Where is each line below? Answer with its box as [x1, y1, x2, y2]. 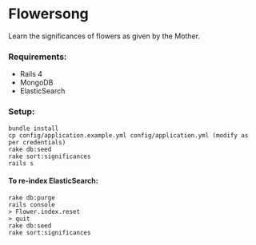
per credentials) [8, 138, 66, 146]
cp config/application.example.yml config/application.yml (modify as [8, 131, 249, 140]
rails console [8, 200, 56, 208]
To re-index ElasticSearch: [8, 176, 98, 186]
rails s [8, 159, 34, 168]
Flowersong [8, 5, 90, 23]
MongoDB [19, 77, 54, 88]
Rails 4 [19, 69, 42, 79]
